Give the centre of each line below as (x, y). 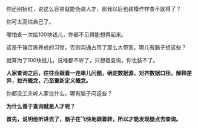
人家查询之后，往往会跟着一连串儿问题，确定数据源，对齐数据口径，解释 (96, 73)
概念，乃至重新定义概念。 (59, 81)
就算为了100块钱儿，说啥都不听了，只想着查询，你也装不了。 (82, 60)
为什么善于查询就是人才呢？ (41, 106)
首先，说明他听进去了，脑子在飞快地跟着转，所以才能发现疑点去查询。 (94, 119)
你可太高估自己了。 (30, 22)
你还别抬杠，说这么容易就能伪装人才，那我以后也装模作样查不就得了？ (94, 9)
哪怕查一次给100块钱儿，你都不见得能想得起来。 (67, 34)
